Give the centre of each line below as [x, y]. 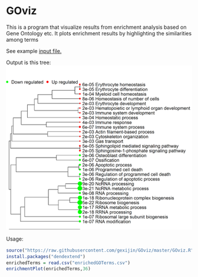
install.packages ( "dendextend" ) [46, 256]
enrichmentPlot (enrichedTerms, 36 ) [49, 269]
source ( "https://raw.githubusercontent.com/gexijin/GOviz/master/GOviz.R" [100, 250]
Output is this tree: [29, 62]
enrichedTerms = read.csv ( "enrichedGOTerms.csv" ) [68, 263]
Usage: [15, 239]
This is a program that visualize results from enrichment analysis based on [96, 27]
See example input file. [34, 51]
